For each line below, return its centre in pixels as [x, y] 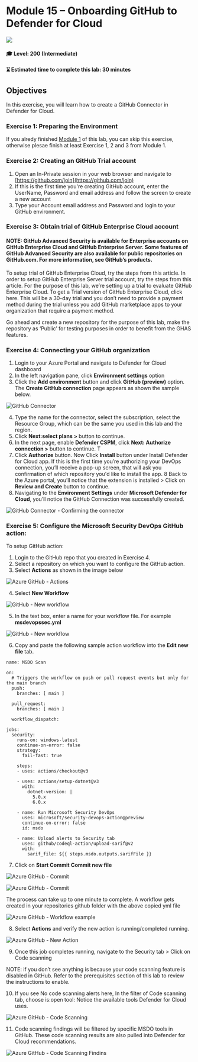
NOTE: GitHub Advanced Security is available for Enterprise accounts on [97, 241]
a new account [33, 199]
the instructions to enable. [38, 982]
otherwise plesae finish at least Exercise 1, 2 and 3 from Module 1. [86, 146]
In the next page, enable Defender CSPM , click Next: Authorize [93, 442]
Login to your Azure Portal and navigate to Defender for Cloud [90, 363]
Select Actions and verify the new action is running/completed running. [102, 929]
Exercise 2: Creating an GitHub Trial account [71, 161]
